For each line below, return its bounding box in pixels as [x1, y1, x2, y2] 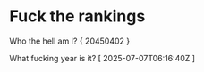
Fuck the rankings [9, 6, 146, 27]
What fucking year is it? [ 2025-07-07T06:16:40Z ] [9, 52, 195, 63]
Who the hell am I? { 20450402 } [9, 36, 131, 46]
